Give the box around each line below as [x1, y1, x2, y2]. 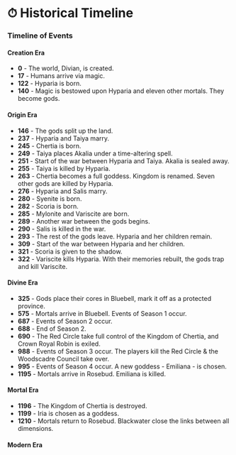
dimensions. [17, 424, 54, 432]
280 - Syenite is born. [17, 194, 82, 203]
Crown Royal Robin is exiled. [17, 339, 101, 348]
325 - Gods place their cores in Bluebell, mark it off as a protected [17, 294, 212, 302]
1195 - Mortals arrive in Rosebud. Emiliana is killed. [17, 369, 167, 378]
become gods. [17, 94, 60, 103]
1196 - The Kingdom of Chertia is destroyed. [17, 401, 147, 410]
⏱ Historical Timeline [7, 5, 133, 21]
